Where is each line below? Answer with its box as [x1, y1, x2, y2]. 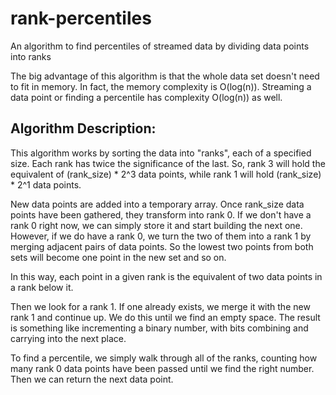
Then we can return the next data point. [10, 373, 174, 385]
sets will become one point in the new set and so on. [10, 251, 227, 263]
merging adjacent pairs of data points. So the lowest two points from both [10, 240, 314, 252]
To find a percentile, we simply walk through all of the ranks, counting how [10, 352, 318, 364]
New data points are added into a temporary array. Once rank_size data [10, 198, 305, 210]
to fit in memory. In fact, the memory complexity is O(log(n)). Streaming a [10, 80, 312, 92]
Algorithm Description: [10, 120, 157, 137]
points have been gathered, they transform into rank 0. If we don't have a [10, 208, 312, 221]
